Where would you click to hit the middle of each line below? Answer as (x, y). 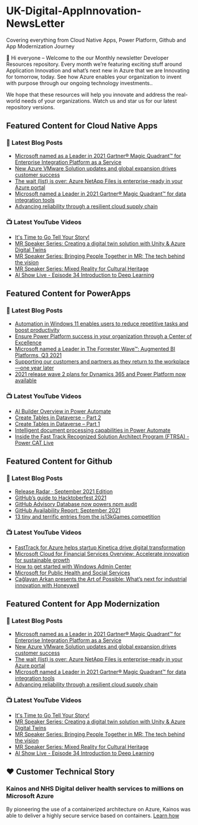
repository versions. (31, 107)
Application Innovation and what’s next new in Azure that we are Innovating (98, 70)
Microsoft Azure (30, 796)
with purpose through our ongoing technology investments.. (79, 83)
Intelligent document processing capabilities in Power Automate (92, 430)
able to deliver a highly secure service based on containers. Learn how (93, 815)
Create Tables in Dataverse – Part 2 (58, 418)
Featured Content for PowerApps (68, 294)
